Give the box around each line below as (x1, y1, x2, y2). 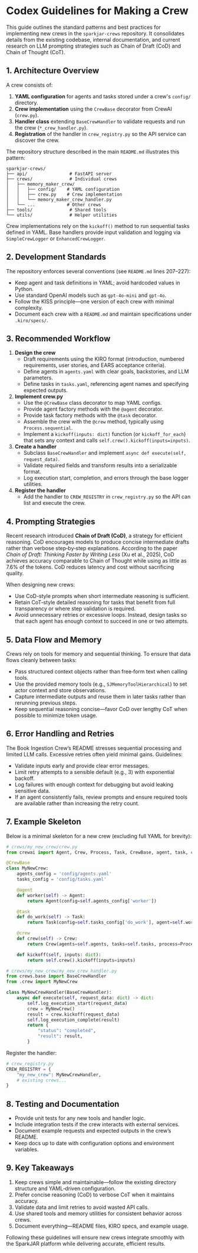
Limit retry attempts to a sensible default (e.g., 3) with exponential (14, 768, 175, 775)
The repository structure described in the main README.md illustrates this (6, 148, 180, 155)
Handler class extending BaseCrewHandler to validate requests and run (14, 118, 186, 125)
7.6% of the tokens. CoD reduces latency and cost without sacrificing (6, 564, 174, 571)
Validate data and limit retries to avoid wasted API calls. (14, 1204, 149, 1211)
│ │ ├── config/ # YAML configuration (6, 186, 120, 192)
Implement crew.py (14, 393, 64, 400)
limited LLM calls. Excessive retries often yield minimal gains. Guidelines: (6, 751, 183, 758)
